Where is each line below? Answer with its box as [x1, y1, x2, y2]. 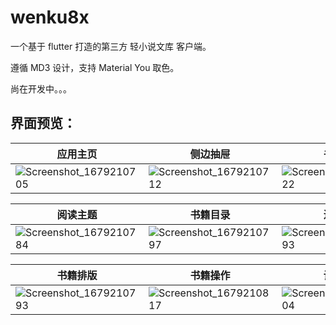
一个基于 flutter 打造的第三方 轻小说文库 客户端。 [10, 40, 212, 52]
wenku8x [10, 6, 90, 29]
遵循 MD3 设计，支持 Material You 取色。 [10, 61, 180, 73]
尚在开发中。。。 [10, 82, 72, 95]
